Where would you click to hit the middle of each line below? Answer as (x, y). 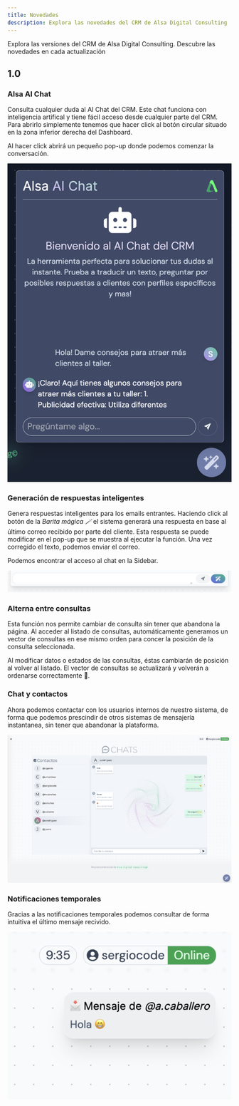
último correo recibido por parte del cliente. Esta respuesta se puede (108, 532)
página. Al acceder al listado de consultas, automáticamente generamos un (118, 631)
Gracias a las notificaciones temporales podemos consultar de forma (108, 914)
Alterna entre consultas (49, 608)
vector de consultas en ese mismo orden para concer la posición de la (110, 639)
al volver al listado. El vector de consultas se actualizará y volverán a (108, 668)
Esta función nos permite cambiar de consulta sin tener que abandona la (114, 624)
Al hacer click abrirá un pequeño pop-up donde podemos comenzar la (111, 146)
